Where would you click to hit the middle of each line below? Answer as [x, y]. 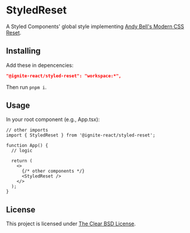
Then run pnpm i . [26, 87]
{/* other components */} [53, 171]
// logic [22, 151]
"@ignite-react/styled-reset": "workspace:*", [64, 76]
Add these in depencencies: [40, 65]
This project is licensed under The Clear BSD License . [71, 224]
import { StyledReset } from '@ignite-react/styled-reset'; [81, 135]
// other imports [27, 130]
